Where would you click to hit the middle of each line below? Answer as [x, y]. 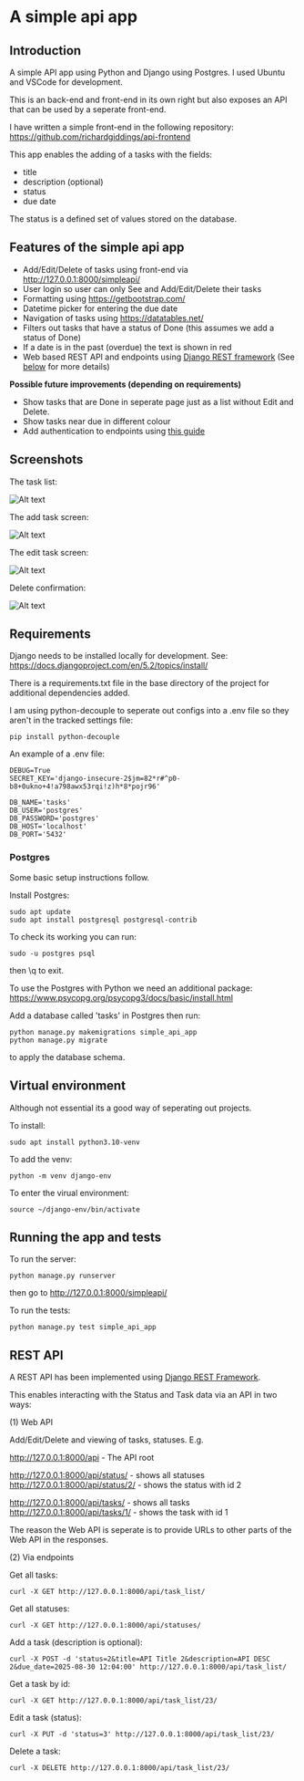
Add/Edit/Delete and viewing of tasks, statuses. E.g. [106, 1440]
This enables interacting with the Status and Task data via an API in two [143, 1395]
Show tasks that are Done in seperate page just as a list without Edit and [158, 401]
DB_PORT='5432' [38, 835]
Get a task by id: [40, 1684]
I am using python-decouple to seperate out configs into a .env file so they [149, 711]
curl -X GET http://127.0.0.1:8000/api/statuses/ [106, 1626]
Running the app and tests [86, 1237]
